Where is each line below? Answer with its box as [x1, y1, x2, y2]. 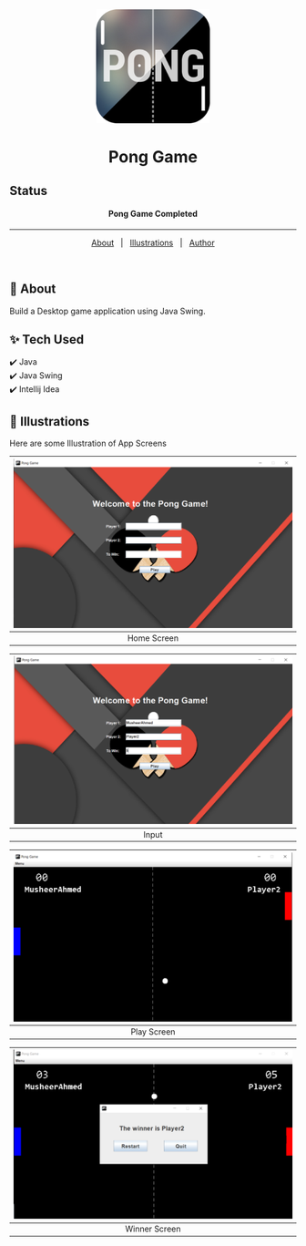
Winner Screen [125, 1223, 181, 1234]
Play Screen [130, 1026, 176, 1037]
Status [9, 182, 48, 199]
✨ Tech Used [9, 332, 85, 347]
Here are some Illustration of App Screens [9, 438, 167, 449]
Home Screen [127, 633, 179, 644]
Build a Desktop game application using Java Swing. [9, 305, 207, 316]
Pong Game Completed [107, 209, 199, 220]
